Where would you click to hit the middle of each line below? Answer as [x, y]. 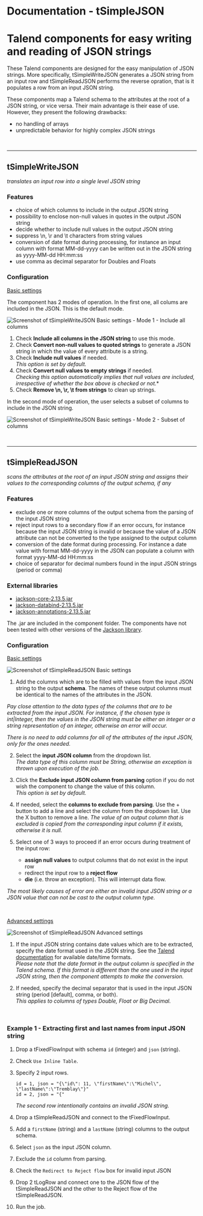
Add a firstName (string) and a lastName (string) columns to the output [102, 1129]
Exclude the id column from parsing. [61, 1159]
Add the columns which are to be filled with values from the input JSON [104, 682]
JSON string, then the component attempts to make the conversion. [100, 977]
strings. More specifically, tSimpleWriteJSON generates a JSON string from [100, 75]
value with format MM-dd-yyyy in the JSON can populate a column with [105, 551]
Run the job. [30, 1206]
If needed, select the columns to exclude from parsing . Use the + [98, 804]
